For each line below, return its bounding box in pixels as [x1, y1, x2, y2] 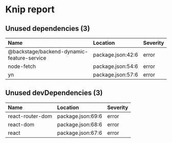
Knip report [5, 4, 55, 15]
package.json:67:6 [57, 129, 102, 136]
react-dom [8, 121, 35, 128]
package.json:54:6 [93, 63, 138, 70]
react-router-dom [8, 112, 52, 119]
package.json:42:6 [93, 51, 138, 58]
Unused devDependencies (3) [5, 88, 103, 97]
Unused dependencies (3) [5, 24, 91, 33]
